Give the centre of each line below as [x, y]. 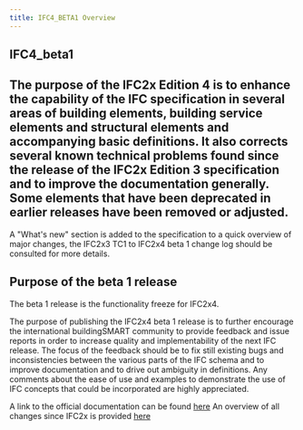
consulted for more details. [60, 253]
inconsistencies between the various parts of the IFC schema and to [137, 359]
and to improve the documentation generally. [139, 184]
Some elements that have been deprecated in [140, 199]
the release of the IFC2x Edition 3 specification [144, 170]
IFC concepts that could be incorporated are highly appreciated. [129, 388]
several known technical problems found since [144, 156]
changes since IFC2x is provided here [80, 416]
